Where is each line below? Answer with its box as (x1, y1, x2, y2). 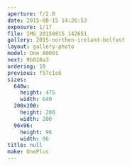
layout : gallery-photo (7, 43, 75, 50)
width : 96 (20, 135, 50, 142)
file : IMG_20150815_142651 (7, 30, 87, 37)
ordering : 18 (7, 63, 46, 70)
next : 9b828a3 (7, 57, 50, 64)
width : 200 (20, 115, 53, 122)
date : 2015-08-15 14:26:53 (7, 17, 87, 24)
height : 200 (20, 109, 55, 116)
